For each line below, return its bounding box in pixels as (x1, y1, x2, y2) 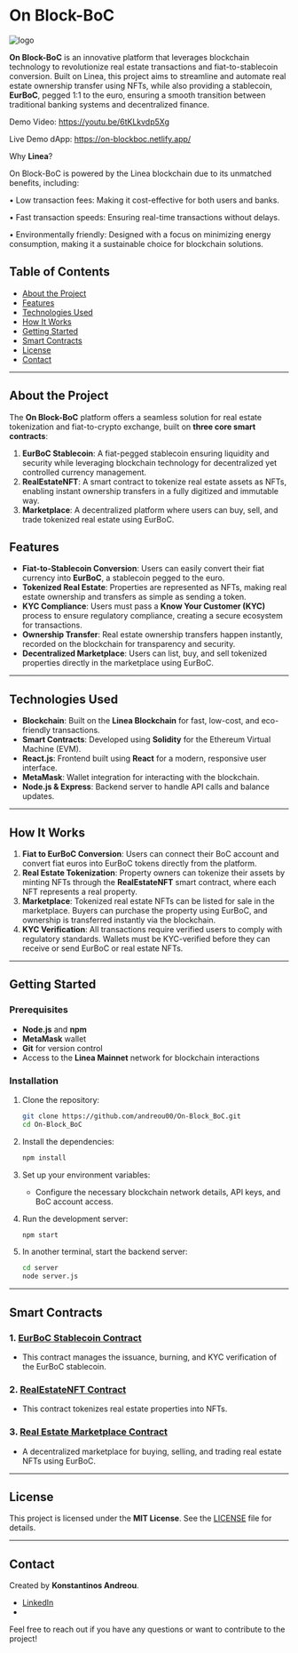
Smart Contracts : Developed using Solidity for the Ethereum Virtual (21, 734, 271, 745)
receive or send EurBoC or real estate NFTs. (21, 943, 184, 954)
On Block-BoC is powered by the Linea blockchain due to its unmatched (9, 168, 272, 179)
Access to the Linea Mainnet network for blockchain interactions (21, 1052, 260, 1063)
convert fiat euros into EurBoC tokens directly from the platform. (21, 858, 257, 868)
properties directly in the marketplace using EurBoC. (21, 658, 215, 668)
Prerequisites (9, 1003, 68, 1016)
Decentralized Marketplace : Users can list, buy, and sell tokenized (21, 648, 268, 659)
